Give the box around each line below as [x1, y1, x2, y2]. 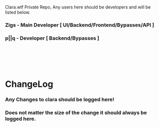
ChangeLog [5, 78, 53, 90]
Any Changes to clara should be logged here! [5, 96, 114, 103]
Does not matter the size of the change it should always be [5, 109, 147, 116]
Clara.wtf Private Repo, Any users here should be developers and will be [5, 4, 151, 10]
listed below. [5, 9, 31, 15]
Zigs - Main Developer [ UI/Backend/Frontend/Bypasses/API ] [5, 22, 155, 28]
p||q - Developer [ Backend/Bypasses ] [5, 34, 99, 41]
